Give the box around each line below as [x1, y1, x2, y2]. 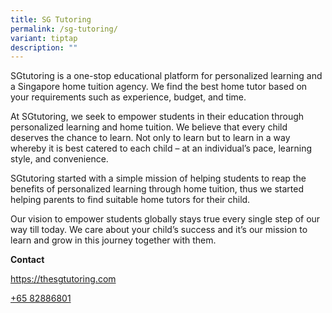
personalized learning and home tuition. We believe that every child [10, 121, 288, 133]
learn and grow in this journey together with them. [10, 234, 217, 246]
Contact [10, 254, 45, 266]
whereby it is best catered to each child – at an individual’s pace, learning [10, 142, 313, 155]
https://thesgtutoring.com [10, 273, 117, 285]
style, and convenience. [10, 153, 109, 165]
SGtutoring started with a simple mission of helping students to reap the [10, 172, 307, 185]
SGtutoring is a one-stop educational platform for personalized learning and [10, 70, 323, 82]
